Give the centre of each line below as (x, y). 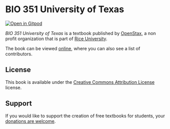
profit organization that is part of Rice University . (56, 39)
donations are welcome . (31, 121)
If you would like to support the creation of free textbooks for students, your (85, 116)
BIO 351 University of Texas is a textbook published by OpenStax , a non (81, 33)
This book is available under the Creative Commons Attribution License (80, 82)
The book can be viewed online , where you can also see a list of (73, 48)
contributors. (19, 54)
